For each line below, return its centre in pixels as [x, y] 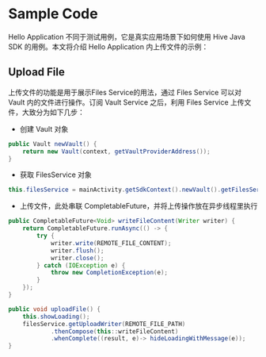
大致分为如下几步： [53, 112]
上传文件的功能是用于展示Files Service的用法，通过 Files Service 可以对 [125, 92]
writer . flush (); [77, 251]
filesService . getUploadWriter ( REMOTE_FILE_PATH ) [104, 324]
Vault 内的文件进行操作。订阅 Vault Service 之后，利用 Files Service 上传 [126, 102]
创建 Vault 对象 [44, 129]
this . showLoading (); [56, 317]
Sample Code [53, 14]
